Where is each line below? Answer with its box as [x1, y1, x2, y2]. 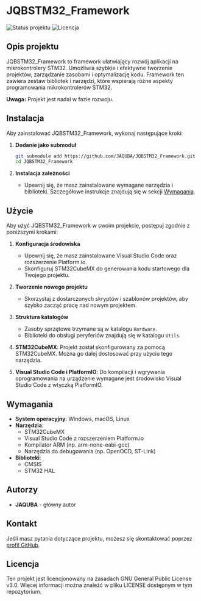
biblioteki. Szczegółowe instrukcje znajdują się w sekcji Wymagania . [24, 188, 196, 195]
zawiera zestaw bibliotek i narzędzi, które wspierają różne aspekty [6, 77, 174, 84]
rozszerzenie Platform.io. [24, 259, 87, 266]
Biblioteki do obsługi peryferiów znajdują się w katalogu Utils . [24, 332, 181, 339]
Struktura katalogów [15, 314, 69, 321]
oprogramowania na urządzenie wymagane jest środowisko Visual [15, 375, 182, 382]
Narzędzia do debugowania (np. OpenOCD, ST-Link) [24, 447, 157, 455]
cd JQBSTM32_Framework [15, 159, 73, 165]
